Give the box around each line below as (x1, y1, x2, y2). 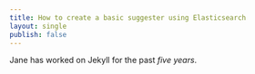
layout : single (9, 22, 67, 31)
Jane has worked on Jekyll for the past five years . (9, 55, 198, 66)
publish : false (9, 30, 67, 39)
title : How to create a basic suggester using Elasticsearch (9, 13, 247, 23)
